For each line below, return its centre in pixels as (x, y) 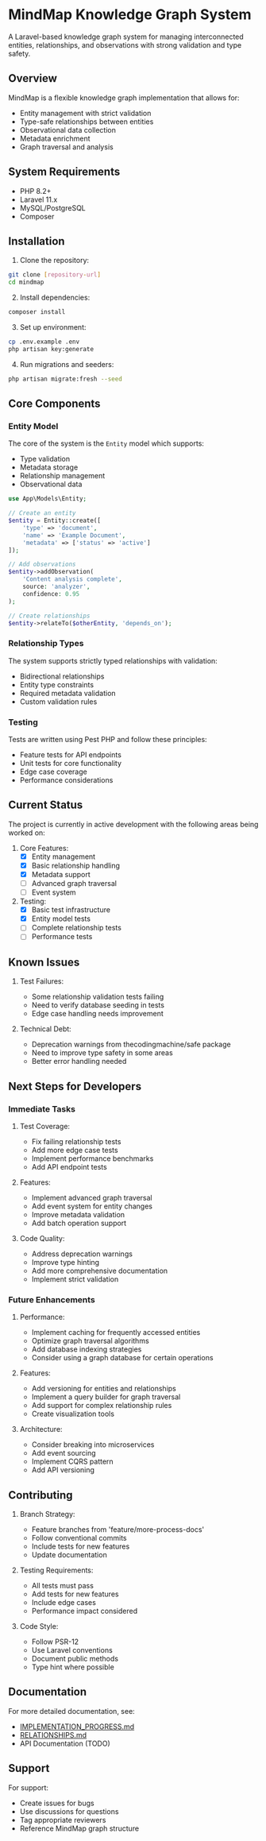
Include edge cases (64, 1603)
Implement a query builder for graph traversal (106, 1397)
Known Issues (44, 962)
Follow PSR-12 (55, 1642)
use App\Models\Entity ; (48, 499)
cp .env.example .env (44, 342)
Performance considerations (66, 780)
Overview (33, 78)
